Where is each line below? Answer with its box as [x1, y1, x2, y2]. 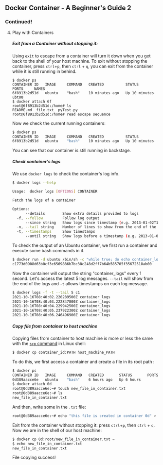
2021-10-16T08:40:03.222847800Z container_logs [12, 299, 110, 304]
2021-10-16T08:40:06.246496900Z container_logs [12, 313, 110, 318]
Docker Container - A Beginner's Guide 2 [5, 4, 131, 12]
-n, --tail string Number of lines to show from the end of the [17, 224, 157, 230]
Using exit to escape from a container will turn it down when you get [12, 53, 151, 59]
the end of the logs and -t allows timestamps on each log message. [12, 280, 148, 286]
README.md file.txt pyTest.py [12, 107, 78, 112]
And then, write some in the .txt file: [12, 404, 86, 410]
